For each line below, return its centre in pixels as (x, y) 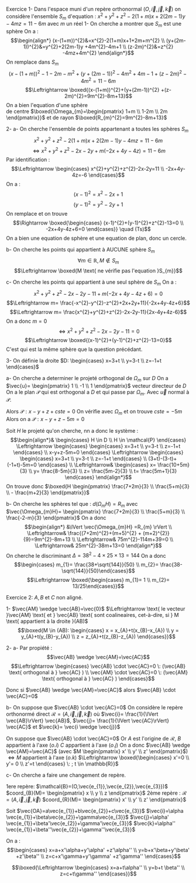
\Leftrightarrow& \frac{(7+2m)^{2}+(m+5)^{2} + (85, 533)
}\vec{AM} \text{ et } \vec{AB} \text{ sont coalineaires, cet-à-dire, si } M (93, 615)
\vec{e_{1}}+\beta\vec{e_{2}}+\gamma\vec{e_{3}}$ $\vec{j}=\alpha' (88, 817)
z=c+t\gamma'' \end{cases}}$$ (98, 874)
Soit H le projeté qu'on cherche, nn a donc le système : (72, 430)
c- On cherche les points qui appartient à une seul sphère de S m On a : (91, 283)
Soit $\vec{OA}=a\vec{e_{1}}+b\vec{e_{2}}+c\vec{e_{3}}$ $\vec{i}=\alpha (95, 811)
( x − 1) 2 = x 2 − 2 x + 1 (98, 194)
